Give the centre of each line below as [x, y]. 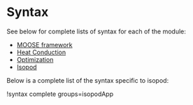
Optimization [35, 59]
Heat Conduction [41, 52]
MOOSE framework [44, 45]
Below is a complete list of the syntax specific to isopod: [88, 80]
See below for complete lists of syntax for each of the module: [96, 31]
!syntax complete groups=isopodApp [60, 94]
